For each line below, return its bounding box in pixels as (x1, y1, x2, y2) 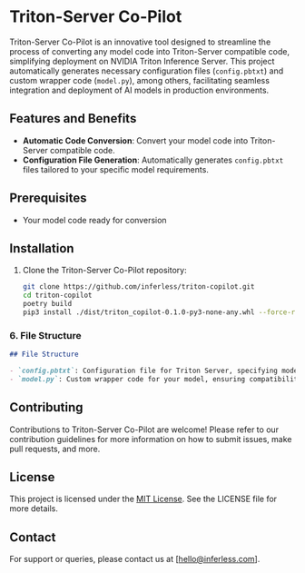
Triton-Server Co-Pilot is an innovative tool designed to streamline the (9, 36, 271, 47)
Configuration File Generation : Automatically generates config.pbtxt (22, 154, 284, 165)
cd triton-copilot (22, 291, 93, 301)
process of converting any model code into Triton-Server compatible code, (9, 45, 290, 56)
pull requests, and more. (9, 443, 101, 454)
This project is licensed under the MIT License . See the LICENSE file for (9, 493, 278, 505)
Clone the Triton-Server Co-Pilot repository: (22, 265, 188, 276)
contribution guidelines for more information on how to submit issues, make (9, 433, 292, 444)
